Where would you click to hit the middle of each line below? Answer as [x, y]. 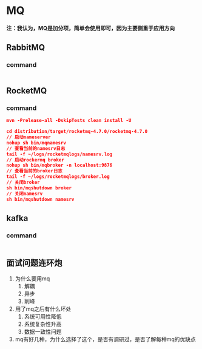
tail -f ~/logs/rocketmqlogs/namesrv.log [59, 154]
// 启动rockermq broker [35, 160]
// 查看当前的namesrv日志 [36, 148]
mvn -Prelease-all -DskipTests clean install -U [69, 121]
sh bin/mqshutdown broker [39, 188]
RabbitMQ [26, 48]
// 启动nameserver [29, 137]
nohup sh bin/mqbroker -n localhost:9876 [59, 165]
